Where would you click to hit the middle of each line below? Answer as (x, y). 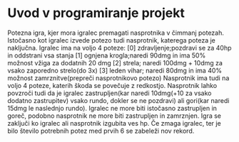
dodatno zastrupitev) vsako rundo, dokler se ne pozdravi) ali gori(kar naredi (118, 100)
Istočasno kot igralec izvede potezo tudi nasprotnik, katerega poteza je (111, 40)
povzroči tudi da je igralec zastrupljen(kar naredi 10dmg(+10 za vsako (110, 93)
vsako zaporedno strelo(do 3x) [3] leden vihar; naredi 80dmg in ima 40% (115, 70)
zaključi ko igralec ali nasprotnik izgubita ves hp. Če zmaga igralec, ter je (114, 123)
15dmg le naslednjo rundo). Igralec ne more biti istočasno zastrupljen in (112, 108)
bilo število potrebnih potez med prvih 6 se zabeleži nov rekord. (101, 131)
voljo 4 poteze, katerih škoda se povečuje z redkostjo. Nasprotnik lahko (112, 85)
